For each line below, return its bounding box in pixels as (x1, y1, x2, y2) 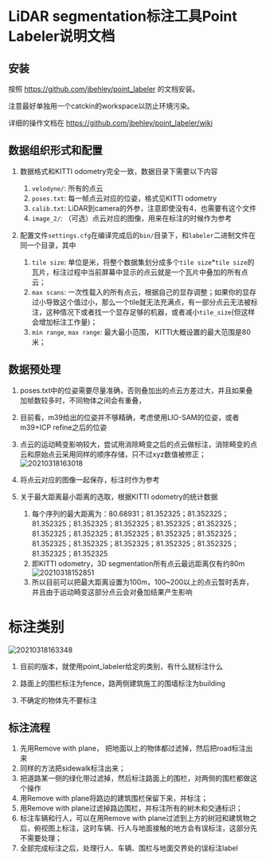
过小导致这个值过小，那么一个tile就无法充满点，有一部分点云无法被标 (31, 297, 259, 307)
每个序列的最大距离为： (31, 509, 109, 518)
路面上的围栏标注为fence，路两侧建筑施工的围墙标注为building (19, 678, 225, 688)
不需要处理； (19, 834, 62, 843)
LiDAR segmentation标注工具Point (8, 7, 237, 26)
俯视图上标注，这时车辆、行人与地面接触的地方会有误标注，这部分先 (33, 823, 257, 833)
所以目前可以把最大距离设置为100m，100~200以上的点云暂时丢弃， (31, 577, 253, 587)
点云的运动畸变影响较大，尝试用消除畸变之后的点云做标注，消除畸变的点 (19, 439, 257, 449)
